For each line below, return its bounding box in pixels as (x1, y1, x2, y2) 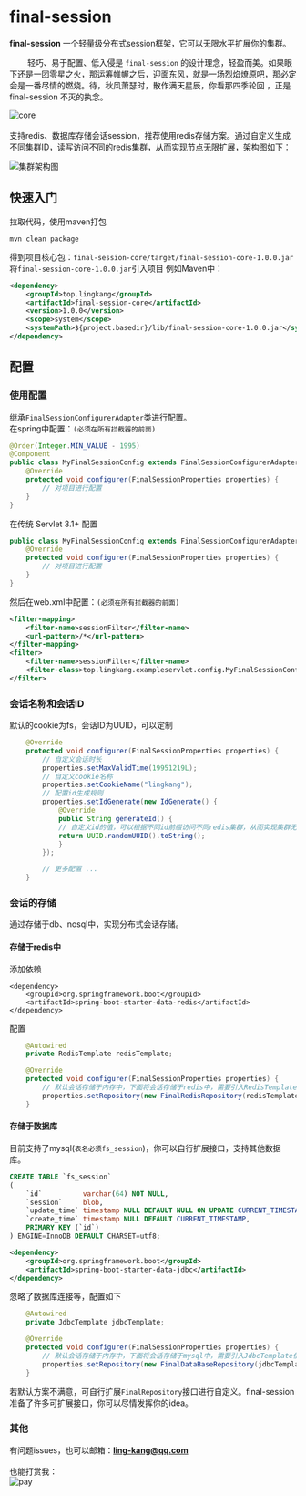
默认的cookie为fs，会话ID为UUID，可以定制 (9, 720, 173, 731)
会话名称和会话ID (9, 697, 85, 710)
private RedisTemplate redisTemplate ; (25, 1049, 173, 1059)
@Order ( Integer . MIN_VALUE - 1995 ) (9, 441, 141, 451)
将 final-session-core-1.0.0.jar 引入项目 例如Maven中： (9, 263, 223, 274)
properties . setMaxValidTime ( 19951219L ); (42, 764, 198, 773)
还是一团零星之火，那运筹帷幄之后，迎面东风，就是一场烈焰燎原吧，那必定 (16, 68, 297, 79)
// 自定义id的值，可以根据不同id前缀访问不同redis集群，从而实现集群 (57, 823, 291, 832)
